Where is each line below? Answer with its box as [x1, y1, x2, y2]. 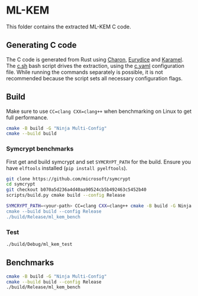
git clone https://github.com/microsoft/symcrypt [6, 175, 131, 182]
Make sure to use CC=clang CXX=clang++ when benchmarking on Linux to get [6, 108, 192, 115]
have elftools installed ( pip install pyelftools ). [6, 164, 128, 171]
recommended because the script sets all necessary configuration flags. [6, 74, 183, 82]
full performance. [6, 113, 48, 121]
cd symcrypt [6, 181, 35, 187]
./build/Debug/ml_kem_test [6, 242, 73, 248]
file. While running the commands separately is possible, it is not [6, 69, 164, 76]
